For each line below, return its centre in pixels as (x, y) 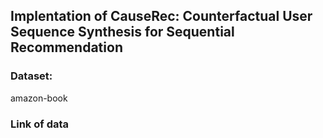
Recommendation (66, 47)
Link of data (40, 124)
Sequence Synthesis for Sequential (122, 32)
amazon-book (39, 98)
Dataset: (31, 76)
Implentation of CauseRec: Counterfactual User (161, 16)
